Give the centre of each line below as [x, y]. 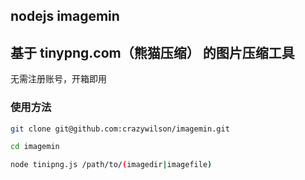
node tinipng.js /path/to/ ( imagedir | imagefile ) [111, 165]
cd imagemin [35, 147]
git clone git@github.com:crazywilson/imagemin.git [120, 129]
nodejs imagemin [65, 16]
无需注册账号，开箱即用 [58, 79]
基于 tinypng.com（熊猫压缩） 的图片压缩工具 [152, 52]
